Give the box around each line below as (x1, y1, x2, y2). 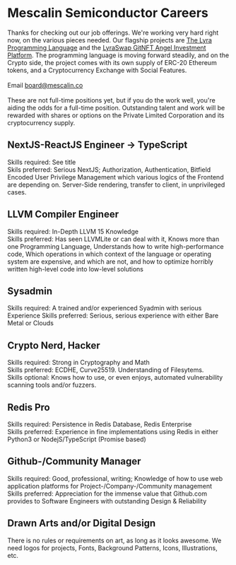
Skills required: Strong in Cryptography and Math (7, 359, 150, 367)
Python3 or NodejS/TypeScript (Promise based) (7, 435, 146, 443)
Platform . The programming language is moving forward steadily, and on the (7, 51, 230, 59)
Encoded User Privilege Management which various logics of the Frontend (7, 173, 224, 181)
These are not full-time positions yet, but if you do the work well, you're (7, 95, 216, 104)
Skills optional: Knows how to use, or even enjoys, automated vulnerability (7, 373, 223, 382)
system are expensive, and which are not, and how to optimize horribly (7, 257, 213, 266)
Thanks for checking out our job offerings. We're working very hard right (7, 28, 219, 37)
